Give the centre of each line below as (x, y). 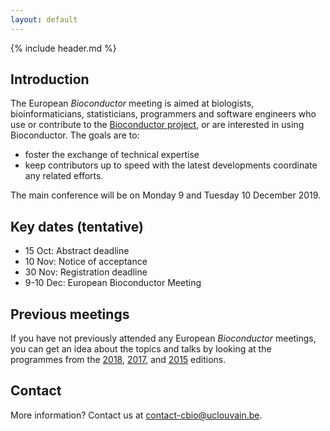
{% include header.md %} (63, 48)
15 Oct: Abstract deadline (77, 251)
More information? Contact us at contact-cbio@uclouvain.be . (136, 415)
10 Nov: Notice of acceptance (86, 262)
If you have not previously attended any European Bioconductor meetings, (163, 338)
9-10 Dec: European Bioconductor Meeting (113, 283)
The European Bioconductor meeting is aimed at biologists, (132, 103)
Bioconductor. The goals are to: (75, 135)
